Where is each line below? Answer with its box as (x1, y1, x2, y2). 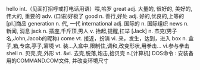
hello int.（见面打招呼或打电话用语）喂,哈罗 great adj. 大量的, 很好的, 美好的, (6, 5, 192, 12)
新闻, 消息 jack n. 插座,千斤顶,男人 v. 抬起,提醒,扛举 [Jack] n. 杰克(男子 (6, 27, 177, 34)
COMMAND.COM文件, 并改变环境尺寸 (16, 57, 109, 64)
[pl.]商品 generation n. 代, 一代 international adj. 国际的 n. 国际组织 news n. (6, 20, 189, 27)
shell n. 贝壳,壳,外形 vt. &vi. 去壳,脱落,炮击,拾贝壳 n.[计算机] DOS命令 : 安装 (6, 50, 189, 56)
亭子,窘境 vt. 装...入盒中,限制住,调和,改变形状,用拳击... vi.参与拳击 (32, 42, 190, 49)
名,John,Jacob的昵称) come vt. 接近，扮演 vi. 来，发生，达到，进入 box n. (6, 35, 187, 42)
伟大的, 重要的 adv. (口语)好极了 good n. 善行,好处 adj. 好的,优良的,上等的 (6, 12, 185, 20)
